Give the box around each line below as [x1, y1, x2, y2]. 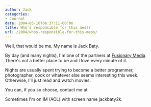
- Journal [5, 16, 25, 21]
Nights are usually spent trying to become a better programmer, [5, 67, 134, 73]
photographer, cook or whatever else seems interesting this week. [5, 72, 139, 78]
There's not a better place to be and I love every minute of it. [5, 58, 127, 63]
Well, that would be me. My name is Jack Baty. [5, 43, 100, 49]
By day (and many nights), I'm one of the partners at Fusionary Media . [5, 53, 147, 58]
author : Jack [5, 7, 32, 12]
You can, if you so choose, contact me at [5, 87, 88, 92]
